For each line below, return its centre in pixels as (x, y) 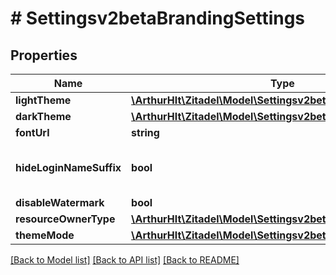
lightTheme (43, 100)
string (145, 132)
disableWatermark (60, 202)
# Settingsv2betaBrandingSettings (158, 18)
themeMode (45, 235)
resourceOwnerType (65, 219)
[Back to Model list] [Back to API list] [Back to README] (125, 260)
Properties (44, 55)
